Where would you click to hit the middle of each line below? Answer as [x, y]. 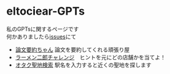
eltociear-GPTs [46, 11]
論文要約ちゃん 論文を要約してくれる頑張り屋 [72, 50]
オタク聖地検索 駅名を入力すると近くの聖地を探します [83, 65]
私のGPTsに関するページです [43, 29]
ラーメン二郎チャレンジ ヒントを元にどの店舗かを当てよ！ [91, 57]
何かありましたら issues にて [41, 36]
